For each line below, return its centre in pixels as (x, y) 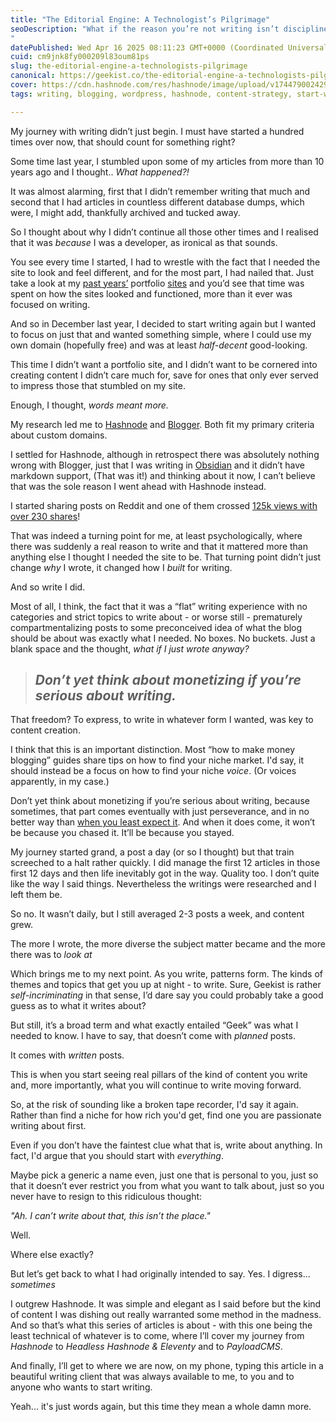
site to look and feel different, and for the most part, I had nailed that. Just (162, 272)
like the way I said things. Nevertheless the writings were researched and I (163, 884)
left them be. (36, 895)
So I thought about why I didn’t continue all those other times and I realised (164, 232)
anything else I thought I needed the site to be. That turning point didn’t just (166, 557)
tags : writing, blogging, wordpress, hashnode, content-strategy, (151, 94)
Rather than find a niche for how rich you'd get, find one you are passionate (166, 1115)
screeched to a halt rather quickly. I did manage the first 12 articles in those (165, 863)
